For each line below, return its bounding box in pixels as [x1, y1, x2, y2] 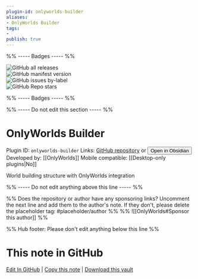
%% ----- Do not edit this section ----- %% [6, 106, 114, 113]
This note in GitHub [6, 246, 103, 260]
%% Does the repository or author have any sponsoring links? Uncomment [6, 195, 190, 202]
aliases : [6, 14, 28, 20]
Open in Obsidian [150, 147, 189, 154]
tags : [6, 25, 20, 31]
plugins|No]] [6, 160, 37, 167]
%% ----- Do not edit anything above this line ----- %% [6, 183, 143, 191]
